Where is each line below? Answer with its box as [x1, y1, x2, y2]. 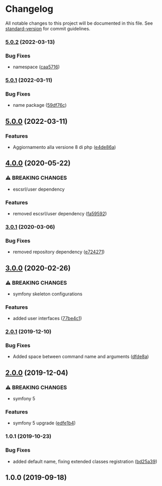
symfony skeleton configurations [12, 291, 83, 297]
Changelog [5, 3, 53, 15]
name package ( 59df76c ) [12, 102, 67, 108]
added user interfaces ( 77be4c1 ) [12, 315, 82, 322]
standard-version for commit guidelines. [5, 25, 91, 31]
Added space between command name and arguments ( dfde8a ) [12, 353, 149, 360]
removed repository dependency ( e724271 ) [12, 249, 105, 255]
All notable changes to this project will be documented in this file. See [5, 20, 153, 26]
